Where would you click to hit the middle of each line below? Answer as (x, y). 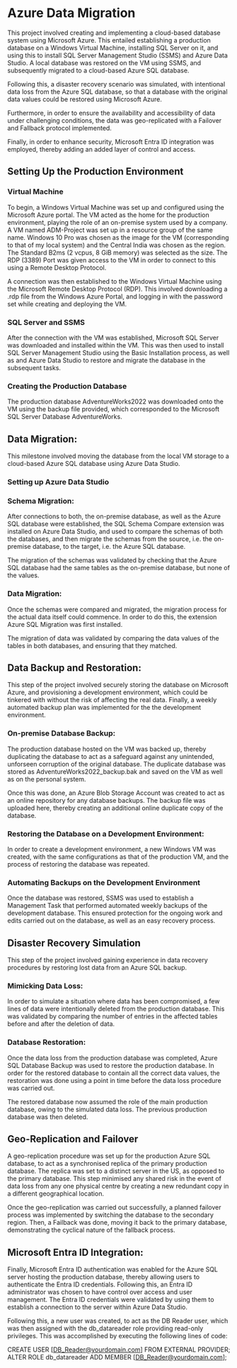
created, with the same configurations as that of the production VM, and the (118, 857)
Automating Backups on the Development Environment (104, 882)
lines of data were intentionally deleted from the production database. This (116, 1009)
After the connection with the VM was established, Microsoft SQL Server (113, 338)
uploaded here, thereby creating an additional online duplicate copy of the (115, 808)
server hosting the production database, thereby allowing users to (104, 1277)
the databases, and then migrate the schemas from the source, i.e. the (110, 539)
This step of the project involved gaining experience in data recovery (108, 960)
